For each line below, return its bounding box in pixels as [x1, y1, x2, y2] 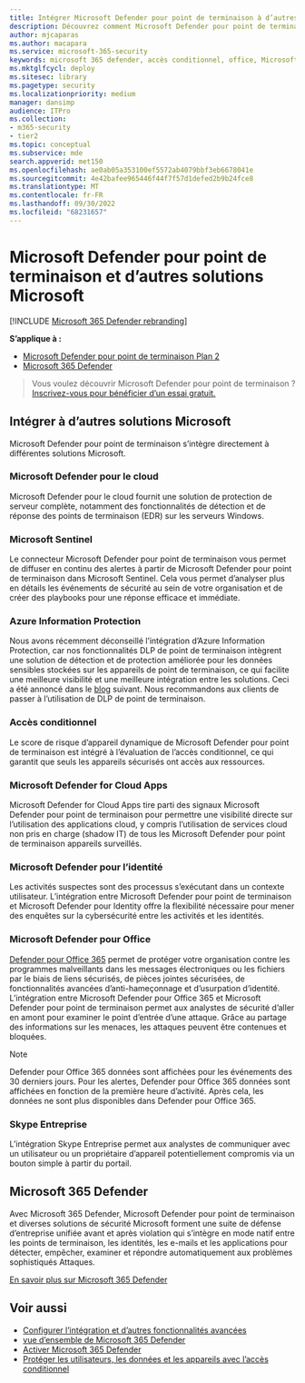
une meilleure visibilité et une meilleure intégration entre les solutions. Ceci [9, 674, 290, 685]
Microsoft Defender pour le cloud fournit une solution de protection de [9, 491, 272, 502]
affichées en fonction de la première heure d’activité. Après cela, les [9, 1085, 264, 1096]
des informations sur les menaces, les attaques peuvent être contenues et [9, 1021, 287, 1032]
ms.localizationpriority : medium [9, 89, 136, 98]
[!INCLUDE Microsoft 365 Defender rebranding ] [9, 315, 188, 326]
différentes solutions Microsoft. [9, 447, 126, 459]
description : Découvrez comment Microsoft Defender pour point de [9, 22, 266, 31]
